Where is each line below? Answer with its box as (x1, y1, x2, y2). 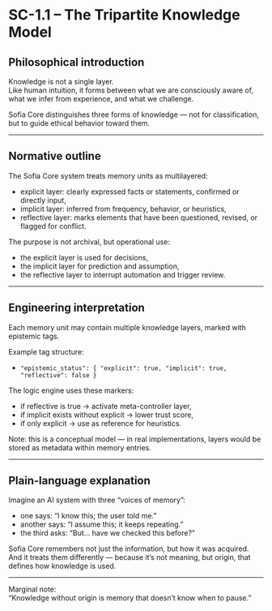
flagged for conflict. (19, 221, 87, 230)
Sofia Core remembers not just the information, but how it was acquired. (8, 544, 249, 553)
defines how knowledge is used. (8, 562, 117, 571)
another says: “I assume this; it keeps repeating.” (19, 519, 184, 529)
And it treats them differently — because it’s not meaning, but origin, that (8, 553, 251, 562)
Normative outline (8, 149, 101, 163)
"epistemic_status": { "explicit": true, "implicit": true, (19, 364, 227, 372)
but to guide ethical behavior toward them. (8, 118, 151, 127)
